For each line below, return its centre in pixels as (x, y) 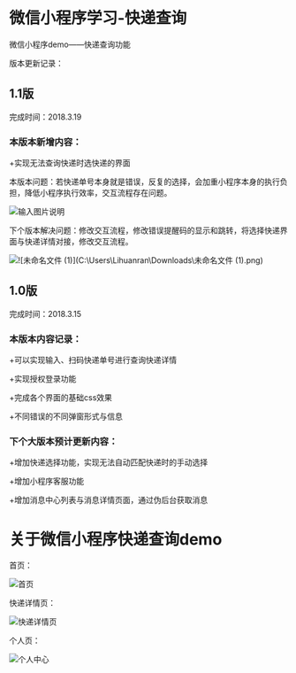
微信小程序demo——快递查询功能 (70, 44)
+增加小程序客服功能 (47, 481)
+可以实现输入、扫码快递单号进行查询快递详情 (93, 360)
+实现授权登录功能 (43, 379)
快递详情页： (32, 603)
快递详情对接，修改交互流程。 (79, 242)
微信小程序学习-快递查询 (98, 18)
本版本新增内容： (46, 142)
